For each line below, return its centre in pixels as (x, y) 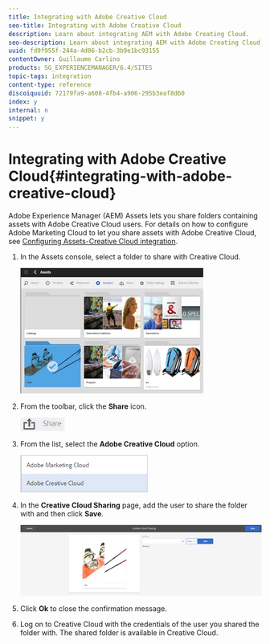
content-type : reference (50, 84)
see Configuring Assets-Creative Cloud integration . (93, 242)
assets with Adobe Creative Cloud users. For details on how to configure (129, 224)
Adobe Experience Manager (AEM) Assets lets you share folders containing (133, 216)
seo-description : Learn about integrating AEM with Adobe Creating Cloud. (136, 43)
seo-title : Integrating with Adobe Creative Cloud (95, 25)
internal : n (28, 110)
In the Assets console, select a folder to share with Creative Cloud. (130, 257)
